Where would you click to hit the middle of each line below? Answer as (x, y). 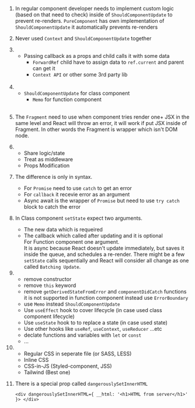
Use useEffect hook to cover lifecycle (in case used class (93, 310)
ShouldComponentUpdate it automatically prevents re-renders (86, 27)
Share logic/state (44, 153)
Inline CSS (36, 360)
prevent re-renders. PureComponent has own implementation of (90, 21)
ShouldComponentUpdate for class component (77, 93)
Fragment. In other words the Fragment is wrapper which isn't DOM (96, 129)
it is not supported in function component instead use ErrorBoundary (106, 298)
